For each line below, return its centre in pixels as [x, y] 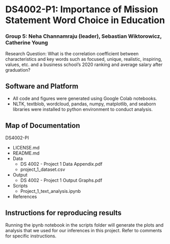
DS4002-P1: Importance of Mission [82, 9]
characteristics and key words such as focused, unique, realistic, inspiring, [84, 59]
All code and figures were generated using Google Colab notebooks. [85, 99]
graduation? [18, 70]
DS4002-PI [17, 138]
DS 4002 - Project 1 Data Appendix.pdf [61, 164]
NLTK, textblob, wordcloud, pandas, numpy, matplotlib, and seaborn [84, 104]
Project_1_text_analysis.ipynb [51, 191]
